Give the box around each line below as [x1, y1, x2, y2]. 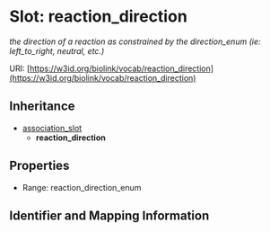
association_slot [22, 122, 83, 133]
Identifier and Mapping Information [9, 208, 210, 223]
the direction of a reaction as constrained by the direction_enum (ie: [9, 36, 261, 47]
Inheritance [9, 99, 75, 114]
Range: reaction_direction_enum [22, 182, 142, 192]
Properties [9, 158, 70, 174]
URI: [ [9, 63, 30, 74]
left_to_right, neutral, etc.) [9, 45, 105, 56]
